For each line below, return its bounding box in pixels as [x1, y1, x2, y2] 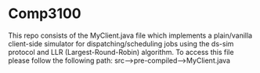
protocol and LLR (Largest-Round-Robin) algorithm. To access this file [8, 47, 234, 57]
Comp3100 [8, 5, 81, 23]
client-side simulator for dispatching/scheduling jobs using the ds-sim [8, 38, 234, 48]
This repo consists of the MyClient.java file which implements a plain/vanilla [8, 31, 253, 40]
